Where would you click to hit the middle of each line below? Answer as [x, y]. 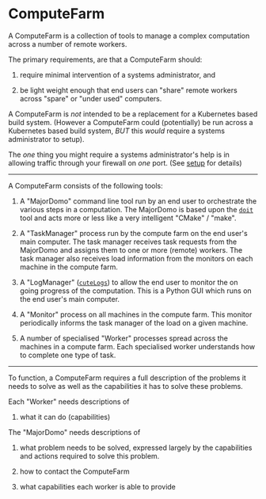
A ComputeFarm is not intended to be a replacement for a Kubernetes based [133, 114]
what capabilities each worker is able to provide [98, 486]
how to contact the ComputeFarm [74, 471]
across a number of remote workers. [68, 44]
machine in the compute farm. [69, 267]
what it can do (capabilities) [65, 417]
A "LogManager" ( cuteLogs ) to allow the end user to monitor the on [129, 282]
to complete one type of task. [68, 355]
